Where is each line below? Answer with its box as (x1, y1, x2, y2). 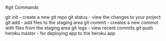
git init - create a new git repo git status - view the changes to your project (5, 14, 161, 20)
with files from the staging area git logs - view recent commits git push (5, 25, 153, 31)
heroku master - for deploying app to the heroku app (5, 30, 116, 36)
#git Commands (5, 5, 39, 10)
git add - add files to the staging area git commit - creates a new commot (5, 20, 158, 25)
